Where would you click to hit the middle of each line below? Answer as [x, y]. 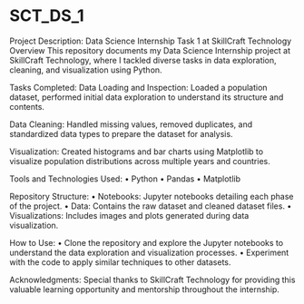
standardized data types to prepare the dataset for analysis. [121, 133]
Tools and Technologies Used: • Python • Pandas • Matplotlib [125, 179]
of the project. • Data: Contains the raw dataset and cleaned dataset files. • [151, 206]
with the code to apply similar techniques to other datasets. [120, 262]
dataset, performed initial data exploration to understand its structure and [147, 97]
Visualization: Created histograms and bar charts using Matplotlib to [137, 152]
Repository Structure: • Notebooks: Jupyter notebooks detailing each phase [152, 196]
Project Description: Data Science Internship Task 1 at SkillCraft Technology [151, 41]
